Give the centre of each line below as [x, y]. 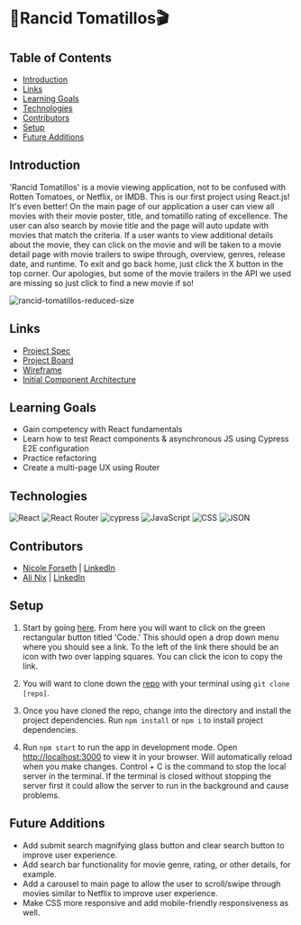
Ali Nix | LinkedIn [54, 578]
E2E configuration [55, 449]
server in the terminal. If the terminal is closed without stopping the [147, 776]
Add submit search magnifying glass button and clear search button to [153, 845]
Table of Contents [61, 57]
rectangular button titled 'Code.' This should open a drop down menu [150, 637]
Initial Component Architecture [79, 379]
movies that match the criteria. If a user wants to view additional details [141, 235]
